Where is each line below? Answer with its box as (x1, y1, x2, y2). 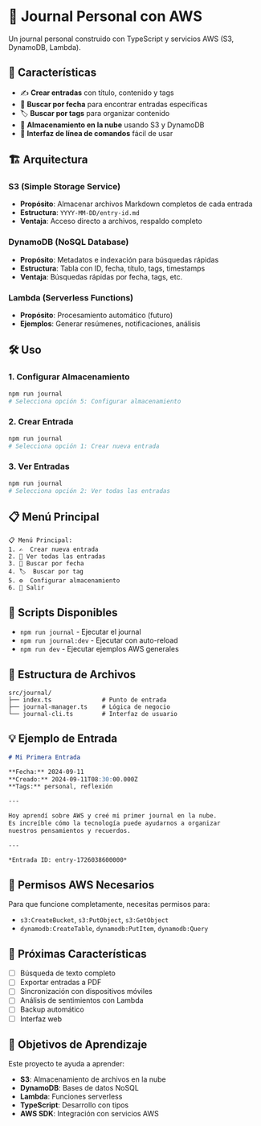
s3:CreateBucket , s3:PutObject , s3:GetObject (19, 915, 169, 925)
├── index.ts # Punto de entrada (8, 696, 167, 704)
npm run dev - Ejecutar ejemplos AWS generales (19, 644, 179, 654)
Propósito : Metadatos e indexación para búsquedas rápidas (19, 255, 219, 264)
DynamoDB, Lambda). (8, 42, 82, 52)
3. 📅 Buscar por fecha (8, 560, 84, 568)
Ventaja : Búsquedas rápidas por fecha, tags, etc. (19, 271, 183, 281)
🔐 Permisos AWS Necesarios (8, 878, 155, 892)
